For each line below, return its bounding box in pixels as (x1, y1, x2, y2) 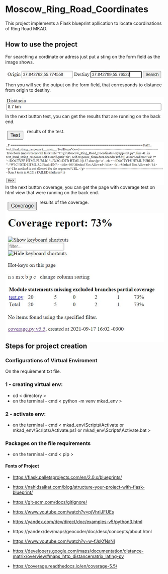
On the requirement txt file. (5, 368, 61, 374)
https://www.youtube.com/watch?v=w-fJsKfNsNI (12, 538, 115, 544)
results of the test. (27, 128, 65, 134)
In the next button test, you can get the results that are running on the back (5, 113, 161, 119)
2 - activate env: (5, 410, 46, 417)
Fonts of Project (5, 463, 39, 469)
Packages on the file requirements (5, 440, 91, 447)
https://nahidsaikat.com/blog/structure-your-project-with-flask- (12, 484, 145, 490)
